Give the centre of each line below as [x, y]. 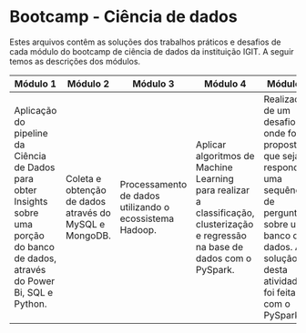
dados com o [224, 258]
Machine [214, 167]
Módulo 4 [225, 84]
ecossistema [147, 218]
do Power [35, 281]
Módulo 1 [36, 84]
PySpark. [215, 269]
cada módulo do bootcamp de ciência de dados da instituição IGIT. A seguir [152, 51]
